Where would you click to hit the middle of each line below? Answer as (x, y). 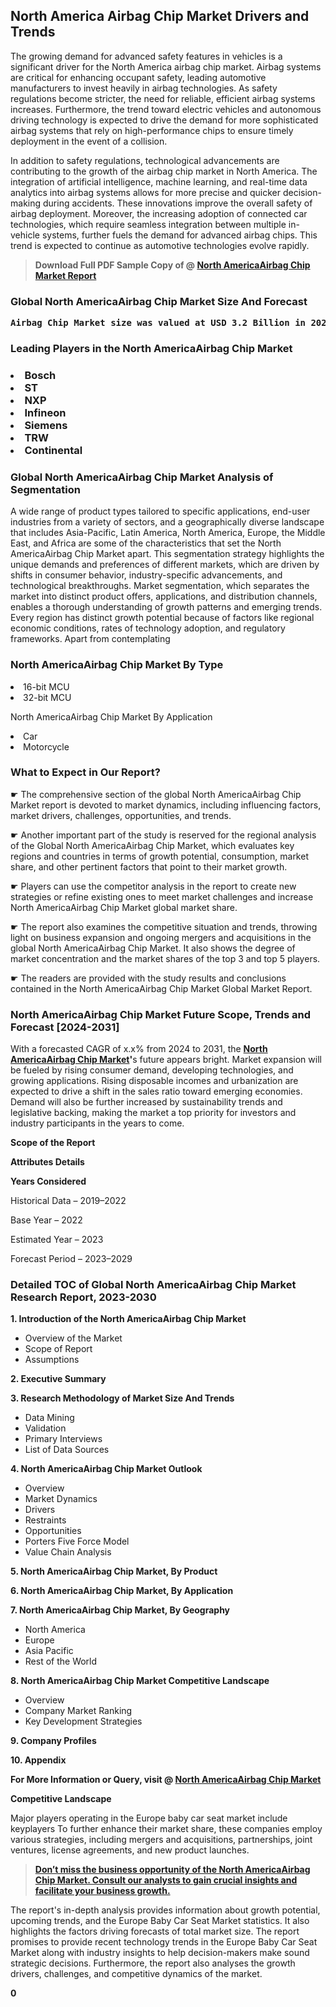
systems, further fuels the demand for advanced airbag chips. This (179, 235)
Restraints (45, 1520)
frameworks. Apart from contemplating (90, 639)
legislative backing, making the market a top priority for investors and (153, 1113)
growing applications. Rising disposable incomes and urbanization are (154, 1081)
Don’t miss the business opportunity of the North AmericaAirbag (172, 1870)
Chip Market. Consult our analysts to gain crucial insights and (166, 1880)
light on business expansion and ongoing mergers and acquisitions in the (161, 937)
